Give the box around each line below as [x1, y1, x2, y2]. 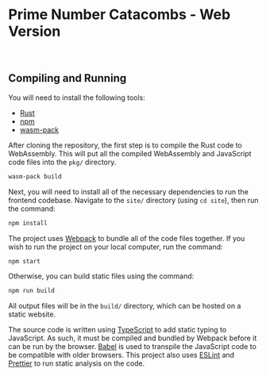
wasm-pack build [8, 172, 62, 180]
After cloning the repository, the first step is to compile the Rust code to [8, 140, 242, 150]
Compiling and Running [8, 71, 127, 85]
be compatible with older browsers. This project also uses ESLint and [8, 351, 235, 360]
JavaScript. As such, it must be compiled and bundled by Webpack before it [8, 333, 257, 343]
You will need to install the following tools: [8, 93, 145, 102]
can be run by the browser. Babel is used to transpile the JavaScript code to [8, 342, 256, 351]
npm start [8, 257, 41, 265]
